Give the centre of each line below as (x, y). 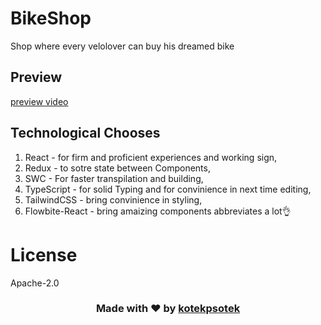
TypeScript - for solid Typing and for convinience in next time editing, (168, 189)
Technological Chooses (85, 133)
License (44, 254)
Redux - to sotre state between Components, (117, 168)
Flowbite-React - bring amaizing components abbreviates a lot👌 (158, 211)
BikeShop (51, 18)
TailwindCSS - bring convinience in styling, (113, 199)
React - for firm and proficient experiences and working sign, (151, 157)
